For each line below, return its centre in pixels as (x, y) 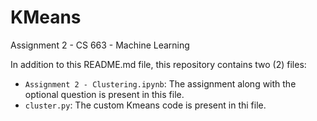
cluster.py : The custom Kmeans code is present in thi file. (145, 105)
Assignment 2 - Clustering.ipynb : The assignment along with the (160, 83)
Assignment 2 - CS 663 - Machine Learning (100, 45)
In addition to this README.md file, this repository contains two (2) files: (158, 64)
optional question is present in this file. (104, 94)
